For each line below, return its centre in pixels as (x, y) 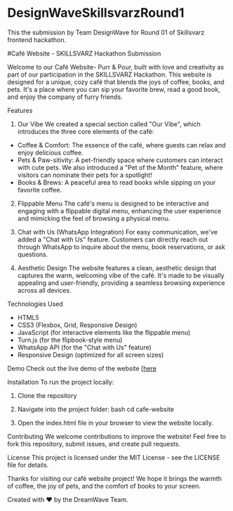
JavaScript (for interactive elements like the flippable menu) (104, 332)
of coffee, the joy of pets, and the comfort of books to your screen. (104, 486)
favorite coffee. (39, 190)
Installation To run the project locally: (61, 382)
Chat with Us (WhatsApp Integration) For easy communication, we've (117, 232)
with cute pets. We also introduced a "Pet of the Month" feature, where (120, 167)
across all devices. (44, 290)
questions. (33, 254)
